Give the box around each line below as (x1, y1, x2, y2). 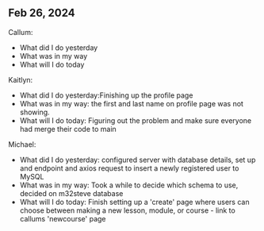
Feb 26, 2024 (8, 6, 75, 20)
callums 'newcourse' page (19, 214, 106, 223)
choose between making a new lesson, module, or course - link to (19, 206, 235, 215)
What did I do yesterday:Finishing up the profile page (19, 90, 193, 100)
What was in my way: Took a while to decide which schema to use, (19, 180, 239, 190)
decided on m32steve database (19, 188, 124, 198)
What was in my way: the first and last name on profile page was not (19, 98, 244, 108)
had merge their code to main (19, 124, 117, 133)
